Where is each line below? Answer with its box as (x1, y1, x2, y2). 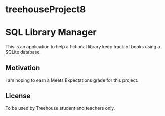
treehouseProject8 (5, 4, 86, 15)
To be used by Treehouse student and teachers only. (5, 105, 115, 111)
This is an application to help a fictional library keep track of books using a (5, 44, 160, 50)
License (5, 92, 31, 100)
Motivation (5, 63, 40, 72)
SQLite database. (5, 49, 42, 55)
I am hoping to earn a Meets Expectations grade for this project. (5, 77, 139, 83)
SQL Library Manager (5, 27, 97, 38)
